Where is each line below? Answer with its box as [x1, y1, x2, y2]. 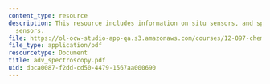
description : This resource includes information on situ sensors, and [8, 19, 253, 27]
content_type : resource [8, 11, 88, 20]
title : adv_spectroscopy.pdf [8, 57, 106, 65]
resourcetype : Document [8, 49, 88, 57]
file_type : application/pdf [8, 42, 103, 50]
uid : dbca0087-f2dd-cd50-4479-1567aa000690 [8, 64, 157, 72]
